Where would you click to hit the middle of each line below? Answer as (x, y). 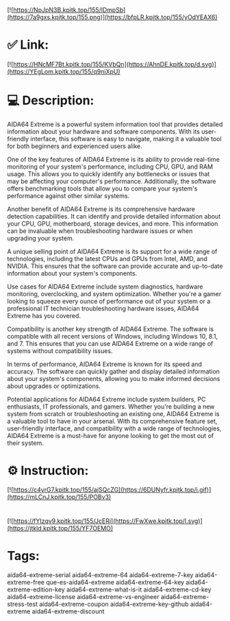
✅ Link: (28, 45)
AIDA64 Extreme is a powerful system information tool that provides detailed (115, 124)
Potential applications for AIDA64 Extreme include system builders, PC (106, 399)
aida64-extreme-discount (68, 611)
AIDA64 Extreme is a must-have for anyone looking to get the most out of (111, 435)
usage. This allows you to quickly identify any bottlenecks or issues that (108, 173)
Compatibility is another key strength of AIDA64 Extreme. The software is (111, 329)
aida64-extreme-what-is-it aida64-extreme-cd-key (139, 589)
